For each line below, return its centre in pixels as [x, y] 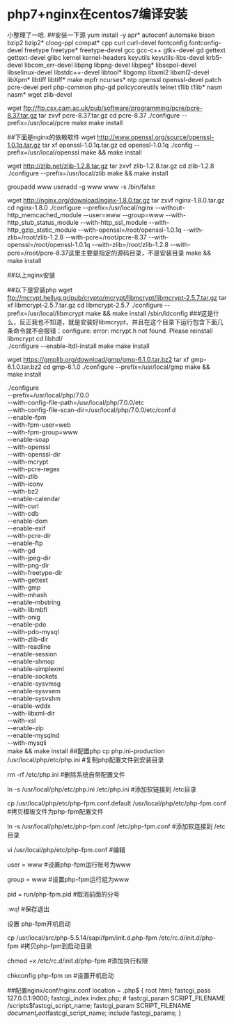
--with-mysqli [27, 743]
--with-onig [24, 617]
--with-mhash [27, 594]
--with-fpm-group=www [42, 432]
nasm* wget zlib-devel [40, 94]
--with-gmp [24, 587]
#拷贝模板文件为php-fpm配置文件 [55, 811]
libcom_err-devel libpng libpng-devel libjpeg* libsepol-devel [110, 65]
